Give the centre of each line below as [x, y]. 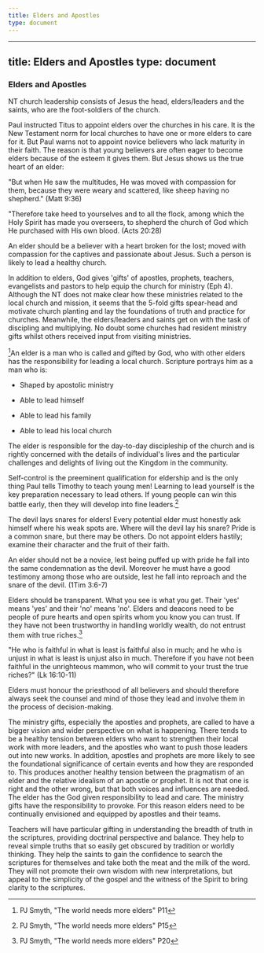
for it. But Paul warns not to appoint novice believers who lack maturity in [126, 142]
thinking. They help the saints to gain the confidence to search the [115, 855]
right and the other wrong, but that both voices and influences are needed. [129, 789]
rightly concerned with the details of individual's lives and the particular [124, 454]
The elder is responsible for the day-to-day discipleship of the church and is [132, 446]
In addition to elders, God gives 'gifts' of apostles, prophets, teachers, [121, 278]
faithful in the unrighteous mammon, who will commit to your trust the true [128, 667]
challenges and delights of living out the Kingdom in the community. [118, 462]
